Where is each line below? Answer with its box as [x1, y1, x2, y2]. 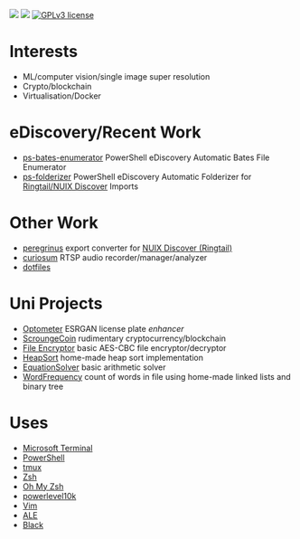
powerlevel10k [22, 490, 77, 501]
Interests [9, 42, 79, 62]
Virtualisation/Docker [22, 90, 102, 101]
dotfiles [22, 261, 52, 272]
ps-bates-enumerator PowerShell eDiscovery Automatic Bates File [22, 152, 270, 163]
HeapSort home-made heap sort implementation [22, 352, 204, 363]
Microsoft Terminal [22, 442, 93, 453]
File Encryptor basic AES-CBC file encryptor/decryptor [22, 342, 227, 353]
